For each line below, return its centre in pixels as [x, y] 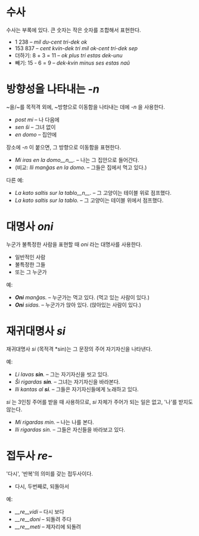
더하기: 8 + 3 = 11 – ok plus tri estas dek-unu [69, 55]
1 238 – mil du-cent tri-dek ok [51, 42]
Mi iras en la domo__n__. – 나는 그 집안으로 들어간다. [77, 160]
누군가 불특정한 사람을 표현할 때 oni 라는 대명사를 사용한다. [74, 244]
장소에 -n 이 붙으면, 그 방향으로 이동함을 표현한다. [63, 147]
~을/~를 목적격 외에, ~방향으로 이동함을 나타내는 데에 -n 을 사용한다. [85, 107]
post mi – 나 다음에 [37, 120]
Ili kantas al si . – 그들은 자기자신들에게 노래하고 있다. [77, 389]
